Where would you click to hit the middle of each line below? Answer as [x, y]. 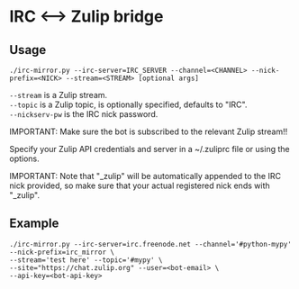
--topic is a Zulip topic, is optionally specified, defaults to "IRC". [128, 104]
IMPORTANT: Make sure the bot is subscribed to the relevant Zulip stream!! [149, 131]
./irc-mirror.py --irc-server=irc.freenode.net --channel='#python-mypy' [151, 244]
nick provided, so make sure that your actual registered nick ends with [140, 185]
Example [34, 224]
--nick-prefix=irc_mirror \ [62, 252]
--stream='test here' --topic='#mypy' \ [86, 260]
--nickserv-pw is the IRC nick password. [84, 114]
